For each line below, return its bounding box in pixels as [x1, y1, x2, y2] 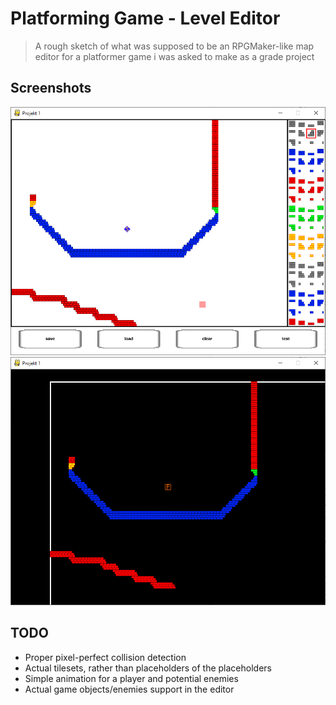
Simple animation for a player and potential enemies [24, 672, 239, 684]
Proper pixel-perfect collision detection [24, 651, 187, 663]
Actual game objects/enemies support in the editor [24, 683, 235, 695]
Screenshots [10, 80, 92, 97]
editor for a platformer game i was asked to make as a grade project [34, 50, 315, 62]
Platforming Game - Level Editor [10, 7, 281, 30]
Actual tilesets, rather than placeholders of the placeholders [24, 662, 272, 674]
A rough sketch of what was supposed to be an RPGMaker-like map [34, 40, 315, 52]
